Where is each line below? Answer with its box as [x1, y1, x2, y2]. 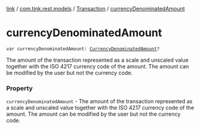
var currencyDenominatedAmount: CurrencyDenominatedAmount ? [6, 46, 160, 52]
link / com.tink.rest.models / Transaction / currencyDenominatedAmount [6, 5, 185, 12]
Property [6, 84, 33, 92]
